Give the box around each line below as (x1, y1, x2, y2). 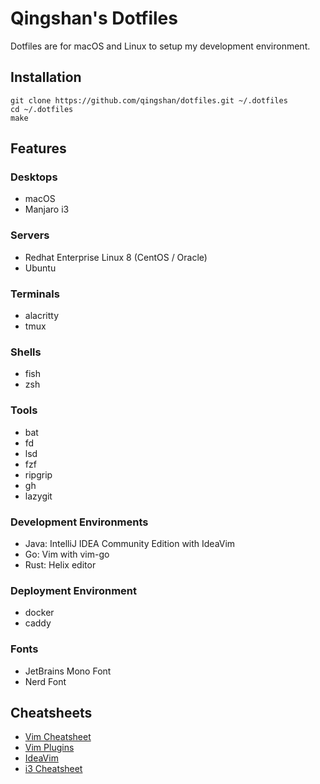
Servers (10, 228, 50, 242)
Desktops (10, 170, 58, 184)
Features (10, 140, 67, 157)
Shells (10, 345, 42, 359)
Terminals (10, 287, 60, 301)
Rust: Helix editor (24, 558, 97, 571)
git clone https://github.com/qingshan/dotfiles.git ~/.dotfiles (10, 95, 288, 106)
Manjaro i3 (24, 203, 70, 216)
